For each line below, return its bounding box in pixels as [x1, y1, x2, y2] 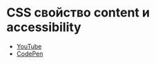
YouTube [16, 42, 42, 50]
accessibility [6, 19, 81, 35]
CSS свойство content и [6, 5, 150, 21]
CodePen [16, 50, 43, 58]
